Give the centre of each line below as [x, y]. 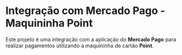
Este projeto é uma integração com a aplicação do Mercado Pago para [91, 39]
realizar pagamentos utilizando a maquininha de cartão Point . [80, 46]
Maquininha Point [49, 23]
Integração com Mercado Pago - [85, 11]
